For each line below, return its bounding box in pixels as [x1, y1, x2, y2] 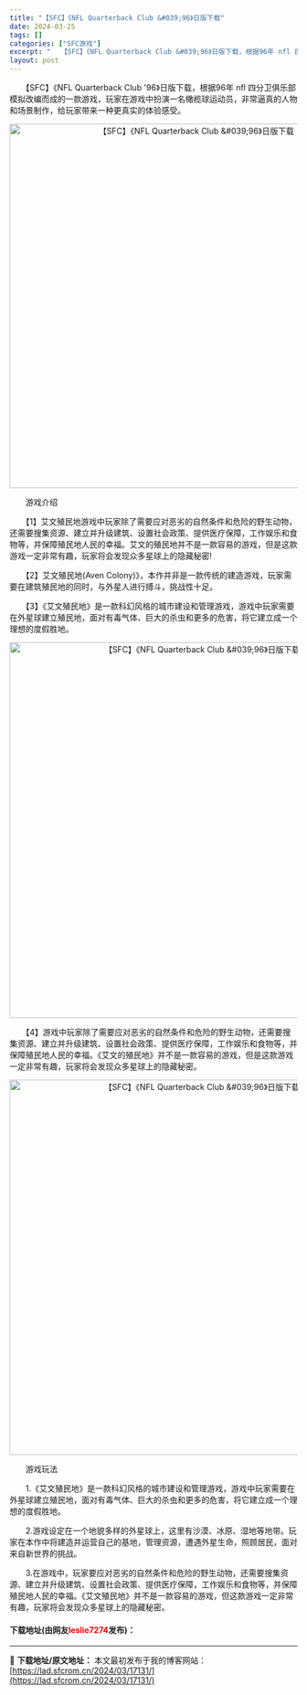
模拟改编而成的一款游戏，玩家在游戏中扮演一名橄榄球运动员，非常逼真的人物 [9, 93, 298, 104]
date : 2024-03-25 [9, 22, 76, 31]
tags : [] [9, 30, 43, 39]
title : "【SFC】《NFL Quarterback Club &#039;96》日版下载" [9, 13, 226, 23]
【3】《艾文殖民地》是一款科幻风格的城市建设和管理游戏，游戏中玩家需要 [25, 600, 295, 611]
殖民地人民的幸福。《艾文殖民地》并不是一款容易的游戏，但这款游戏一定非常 [9, 1591, 294, 1601]
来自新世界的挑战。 [9, 1548, 82, 1559]
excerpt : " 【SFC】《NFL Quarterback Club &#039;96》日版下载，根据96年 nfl [9, 48, 291, 57]
